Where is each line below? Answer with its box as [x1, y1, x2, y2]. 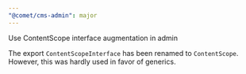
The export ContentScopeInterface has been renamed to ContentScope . [8, 48, 239, 57]
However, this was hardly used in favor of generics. [8, 57, 176, 66]
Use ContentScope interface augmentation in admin [8, 33, 179, 43]
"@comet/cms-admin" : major [8, 11, 98, 20]
